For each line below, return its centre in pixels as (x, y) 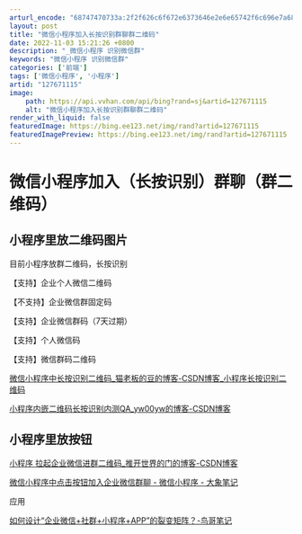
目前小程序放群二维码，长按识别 (68, 263)
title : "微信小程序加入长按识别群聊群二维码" (84, 34)
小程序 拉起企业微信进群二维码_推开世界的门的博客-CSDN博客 (124, 463)
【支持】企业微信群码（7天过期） (71, 321)
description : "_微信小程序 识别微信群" (77, 51)
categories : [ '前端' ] (49, 68)
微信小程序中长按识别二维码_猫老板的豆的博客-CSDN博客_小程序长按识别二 (148, 378)
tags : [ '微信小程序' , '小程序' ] (64, 76)
